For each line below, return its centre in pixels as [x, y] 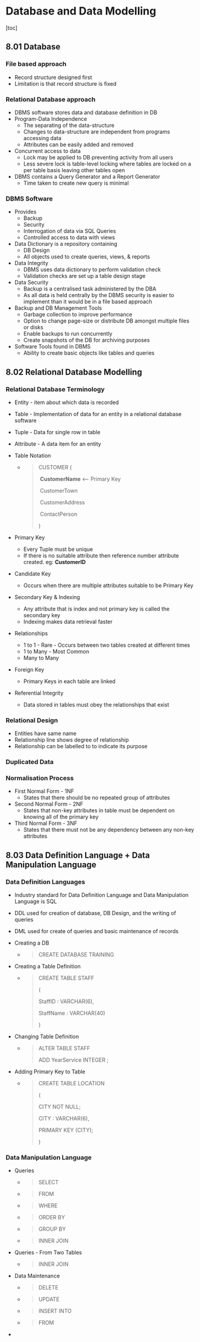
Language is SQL [36, 902]
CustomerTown [59, 490]
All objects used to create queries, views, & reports [86, 257]
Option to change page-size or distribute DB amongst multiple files [106, 321]
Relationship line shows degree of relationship [71, 740]
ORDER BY [52, 1218]
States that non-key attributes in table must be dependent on [99, 811]
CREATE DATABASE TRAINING [76, 955]
